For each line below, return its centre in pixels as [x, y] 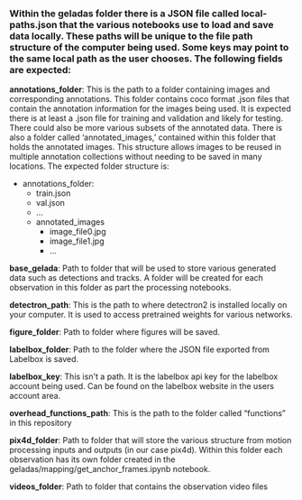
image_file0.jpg [78, 232]
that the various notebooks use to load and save [166, 24]
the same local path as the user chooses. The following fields [146, 59]
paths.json [33, 24]
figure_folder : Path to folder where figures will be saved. [115, 332]
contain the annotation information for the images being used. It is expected [150, 109]
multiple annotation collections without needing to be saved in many [136, 157]
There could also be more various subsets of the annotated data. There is [146, 128]
